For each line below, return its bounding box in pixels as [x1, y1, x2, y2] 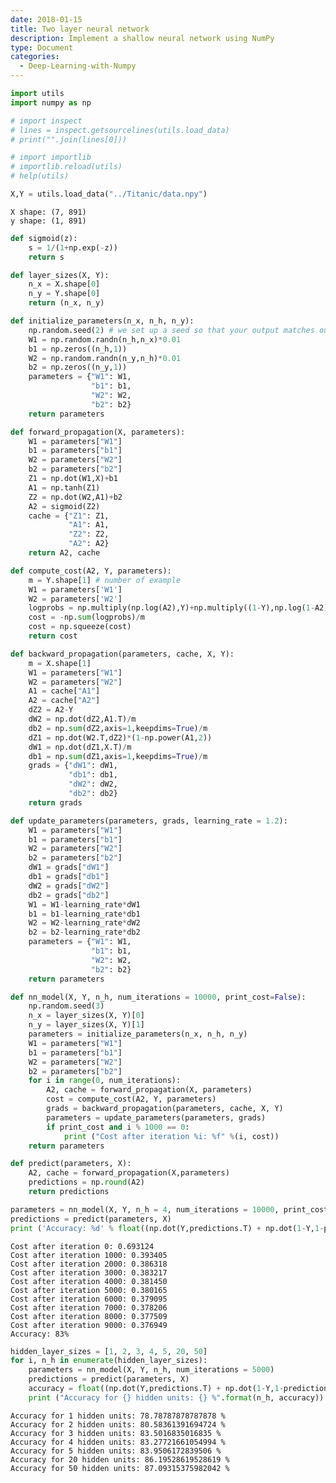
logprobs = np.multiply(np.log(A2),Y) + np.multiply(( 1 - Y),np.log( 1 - [28, 603, 315, 613]
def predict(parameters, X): [10, 1159, 132, 1169]
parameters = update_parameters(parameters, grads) [46, 1112, 267, 1123]
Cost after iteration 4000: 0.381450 [10, 1276, 168, 1286]
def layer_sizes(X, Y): [10, 270, 110, 280]
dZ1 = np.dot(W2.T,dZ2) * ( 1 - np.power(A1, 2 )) [28, 732, 213, 743]
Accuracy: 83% [10, 1329, 70, 1339]
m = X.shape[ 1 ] [28, 658, 92, 668]
